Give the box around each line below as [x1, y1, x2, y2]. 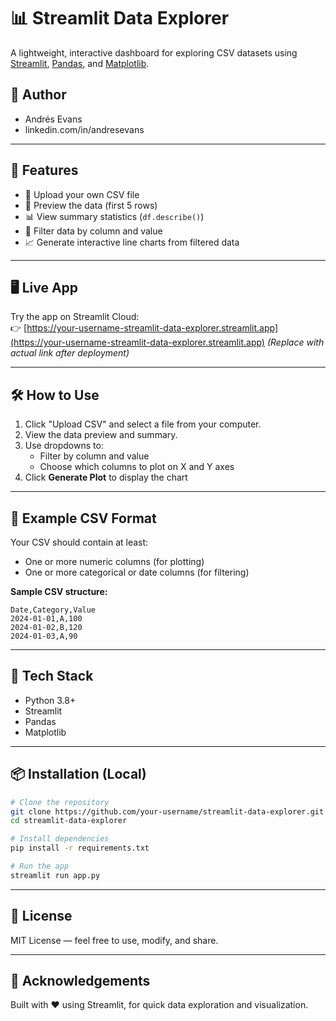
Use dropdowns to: [24, 440, 104, 452]
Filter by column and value [39, 450, 150, 462]
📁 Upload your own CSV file [24, 188, 140, 200]
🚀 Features [10, 162, 79, 179]
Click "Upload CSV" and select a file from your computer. [24, 418, 262, 430]
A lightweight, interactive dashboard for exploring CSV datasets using [10, 46, 298, 59]
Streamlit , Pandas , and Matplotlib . [10, 57, 150, 69]
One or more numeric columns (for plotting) [24, 556, 205, 567]
